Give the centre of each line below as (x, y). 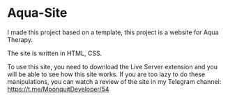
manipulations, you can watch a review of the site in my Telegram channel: (114, 81)
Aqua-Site (37, 13)
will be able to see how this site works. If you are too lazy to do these (106, 74)
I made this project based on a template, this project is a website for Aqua (113, 32)
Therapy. (20, 39)
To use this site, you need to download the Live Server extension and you (113, 66)
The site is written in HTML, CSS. (55, 53)
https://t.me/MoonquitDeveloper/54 (58, 89)
